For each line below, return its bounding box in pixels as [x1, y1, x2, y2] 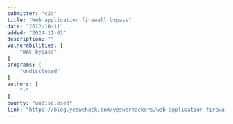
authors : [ [7, 81, 39, 87]
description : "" [7, 36, 54, 43]
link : [7, 106, 23, 113]
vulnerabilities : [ [7, 42, 64, 49]
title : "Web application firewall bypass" [7, 17, 132, 23]
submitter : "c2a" [7, 10, 58, 17]
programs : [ [7, 61, 42, 68]
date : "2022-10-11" [7, 23, 64, 30]
